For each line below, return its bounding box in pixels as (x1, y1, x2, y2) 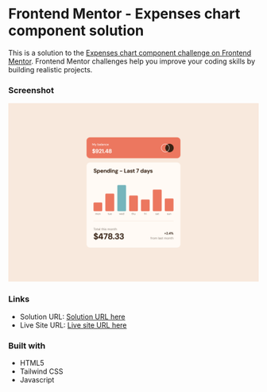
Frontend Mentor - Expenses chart (8, 5, 241, 23)
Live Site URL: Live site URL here (19, 320, 127, 330)
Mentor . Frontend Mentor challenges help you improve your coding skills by (8, 56, 256, 66)
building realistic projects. (8, 64, 93, 74)
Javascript (19, 375, 55, 385)
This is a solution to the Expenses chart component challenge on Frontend (8, 48, 252, 57)
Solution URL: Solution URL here (19, 312, 126, 321)
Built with (8, 340, 46, 351)
